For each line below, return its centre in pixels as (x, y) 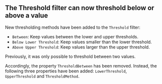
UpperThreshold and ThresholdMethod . (42, 76)
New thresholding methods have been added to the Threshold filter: (73, 27)
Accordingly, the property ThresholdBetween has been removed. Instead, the (81, 66)
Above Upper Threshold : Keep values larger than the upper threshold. (81, 47)
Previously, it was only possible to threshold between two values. (70, 56)
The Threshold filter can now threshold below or (80, 8)
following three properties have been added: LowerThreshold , (66, 71)
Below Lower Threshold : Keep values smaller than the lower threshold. (82, 42)
